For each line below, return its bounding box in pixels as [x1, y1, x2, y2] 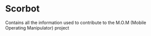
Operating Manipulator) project [5, 24, 69, 30]
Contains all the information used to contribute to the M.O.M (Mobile [5, 19, 146, 25]
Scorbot [5, 3, 40, 14]
